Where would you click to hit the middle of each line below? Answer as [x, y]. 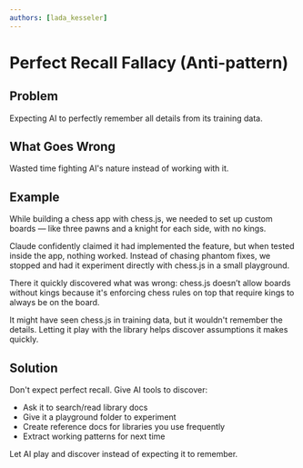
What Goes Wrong [62, 147]
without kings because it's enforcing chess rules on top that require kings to [152, 293]
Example [35, 197]
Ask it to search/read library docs [85, 408]
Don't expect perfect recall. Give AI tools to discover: [108, 390]
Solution [34, 368]
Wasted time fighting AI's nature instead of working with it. [119, 168]
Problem [34, 96]
